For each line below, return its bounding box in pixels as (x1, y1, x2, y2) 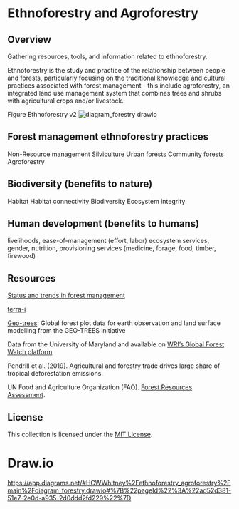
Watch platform (7, 348, 53, 356)
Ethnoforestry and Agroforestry (7, 5, 199, 21)
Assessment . (7, 391, 46, 399)
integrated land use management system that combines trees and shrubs (7, 89, 222, 97)
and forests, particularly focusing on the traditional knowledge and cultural (7, 73, 226, 82)
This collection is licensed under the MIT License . (7, 430, 153, 439)
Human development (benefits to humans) (7, 217, 200, 230)
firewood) (7, 252, 36, 260)
